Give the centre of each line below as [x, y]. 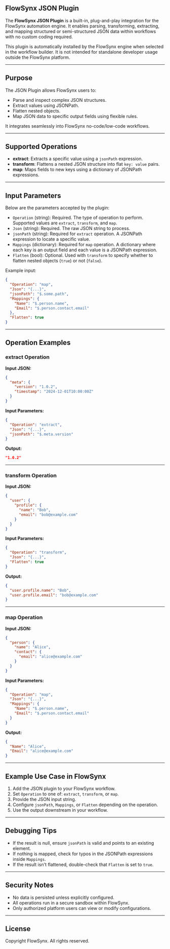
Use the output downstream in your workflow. [60, 810]
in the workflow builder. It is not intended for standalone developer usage [81, 52]
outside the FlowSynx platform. [38, 57]
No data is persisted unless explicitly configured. [63, 897]
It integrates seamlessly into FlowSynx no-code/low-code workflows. [78, 126]
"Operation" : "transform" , [38, 553]
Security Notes [30, 885]
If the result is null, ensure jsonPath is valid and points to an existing [83, 843]
